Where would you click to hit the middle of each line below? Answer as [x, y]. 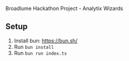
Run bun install [34, 46]
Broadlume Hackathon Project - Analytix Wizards [64, 8]
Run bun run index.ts [40, 53]
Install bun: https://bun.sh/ [46, 41]
